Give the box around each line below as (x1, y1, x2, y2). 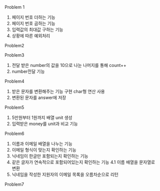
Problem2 (4, 43, 25, 48)
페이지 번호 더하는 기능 (11, 14, 56, 20)
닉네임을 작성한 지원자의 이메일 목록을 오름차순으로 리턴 (11, 172, 119, 177)
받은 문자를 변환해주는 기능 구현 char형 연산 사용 (11, 89, 105, 94)
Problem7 (4, 182, 24, 187)
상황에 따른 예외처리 (11, 33, 50, 38)
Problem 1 (4, 4, 25, 10)
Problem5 (4, 104, 25, 110)
